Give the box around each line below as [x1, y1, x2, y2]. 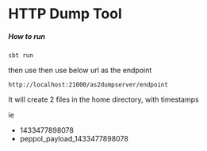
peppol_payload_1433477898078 [19, 134, 128, 144]
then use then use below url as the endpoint [8, 65, 152, 75]
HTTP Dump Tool [8, 5, 122, 23]
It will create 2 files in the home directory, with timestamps [8, 95, 200, 104]
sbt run [8, 52, 34, 60]
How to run [8, 31, 46, 41]
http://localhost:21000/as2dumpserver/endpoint [8, 81, 169, 89]
